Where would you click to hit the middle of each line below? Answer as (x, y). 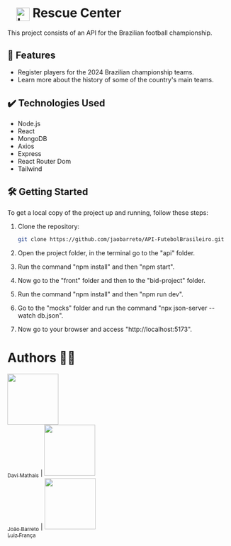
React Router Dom (44, 161)
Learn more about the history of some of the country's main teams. (115, 80)
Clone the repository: (49, 226)
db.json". (50, 315)
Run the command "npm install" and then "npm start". (96, 267)
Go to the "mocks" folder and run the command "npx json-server (112, 308)
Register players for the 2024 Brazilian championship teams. (106, 72)
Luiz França (22, 536)
